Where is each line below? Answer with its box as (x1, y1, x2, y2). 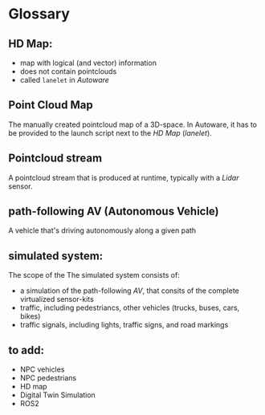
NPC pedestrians (19, 373, 77, 383)
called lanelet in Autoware (19, 75, 110, 84)
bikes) (19, 311, 41, 321)
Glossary (8, 5, 71, 23)
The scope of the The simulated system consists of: (8, 271, 181, 280)
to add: (8, 343, 45, 357)
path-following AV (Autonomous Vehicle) (8, 205, 219, 218)
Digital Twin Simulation (19, 390, 96, 400)
